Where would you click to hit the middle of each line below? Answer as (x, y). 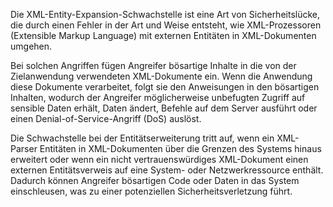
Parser (24, 148)
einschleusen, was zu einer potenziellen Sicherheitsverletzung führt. (151, 191)
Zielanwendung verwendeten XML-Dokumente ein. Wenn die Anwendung (161, 76)
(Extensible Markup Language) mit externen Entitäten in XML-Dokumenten (163, 35)
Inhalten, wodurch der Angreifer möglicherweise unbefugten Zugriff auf (158, 97)
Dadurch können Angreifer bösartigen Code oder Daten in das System (155, 180)
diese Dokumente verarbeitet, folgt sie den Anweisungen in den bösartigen (165, 87)
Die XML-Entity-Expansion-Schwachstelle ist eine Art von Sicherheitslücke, (165, 14)
